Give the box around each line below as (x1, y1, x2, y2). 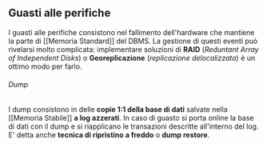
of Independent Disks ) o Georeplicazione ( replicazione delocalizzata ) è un (8, 53, 256, 62)
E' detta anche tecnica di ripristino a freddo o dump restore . (8, 130, 210, 140)
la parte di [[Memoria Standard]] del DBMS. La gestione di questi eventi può (8, 36, 258, 46)
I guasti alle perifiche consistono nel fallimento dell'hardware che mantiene (8, 27, 255, 37)
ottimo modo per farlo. (8, 62, 82, 71)
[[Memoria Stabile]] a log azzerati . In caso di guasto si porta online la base (8, 113, 254, 123)
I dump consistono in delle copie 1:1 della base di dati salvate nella (8, 105, 228, 114)
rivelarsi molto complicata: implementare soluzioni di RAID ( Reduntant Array (8, 44, 259, 54)
